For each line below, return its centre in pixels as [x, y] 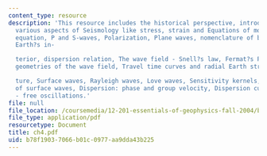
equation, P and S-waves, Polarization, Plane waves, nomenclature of [135, 38]
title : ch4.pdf [33, 133]
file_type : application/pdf [55, 118]
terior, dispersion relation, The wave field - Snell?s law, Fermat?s [135, 59]
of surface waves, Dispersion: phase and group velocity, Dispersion [133, 88]
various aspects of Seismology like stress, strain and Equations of [133, 30]
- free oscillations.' [53, 96]
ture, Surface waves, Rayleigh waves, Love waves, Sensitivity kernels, [138, 81]
